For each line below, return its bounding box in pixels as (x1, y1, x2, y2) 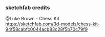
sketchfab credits (5, 4, 50, 11)
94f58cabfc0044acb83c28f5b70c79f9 (5, 26, 88, 32)
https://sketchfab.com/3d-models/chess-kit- (5, 21, 100, 27)
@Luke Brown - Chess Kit (5, 16, 60, 22)
